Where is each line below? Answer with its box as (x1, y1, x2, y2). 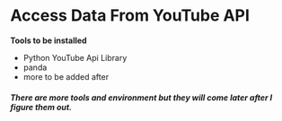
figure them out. (10, 101, 73, 112)
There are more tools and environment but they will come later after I (10, 91, 273, 103)
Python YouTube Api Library (22, 52, 128, 63)
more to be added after (22, 71, 110, 82)
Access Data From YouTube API (10, 5, 251, 26)
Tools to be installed (10, 35, 88, 46)
